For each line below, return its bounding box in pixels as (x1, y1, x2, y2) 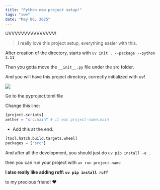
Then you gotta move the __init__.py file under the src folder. (5, 64, 134, 70)
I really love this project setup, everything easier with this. (17, 40, 137, 46)
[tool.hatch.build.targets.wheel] (5, 136, 78, 141)
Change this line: (5, 103, 40, 109)
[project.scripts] (5, 113, 44, 118)
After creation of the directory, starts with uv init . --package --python (5, 50, 155, 56)
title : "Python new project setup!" (5, 7, 82, 13)
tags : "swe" (5, 12, 30, 17)
